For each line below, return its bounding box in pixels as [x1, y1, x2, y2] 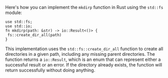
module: [5, 10, 23, 16]
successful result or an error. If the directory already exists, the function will [5, 62, 162, 67]
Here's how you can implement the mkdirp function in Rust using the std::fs [5, 5, 163, 10]
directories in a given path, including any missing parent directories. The [5, 51, 155, 57]
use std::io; [5, 24, 33, 29]
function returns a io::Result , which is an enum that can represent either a [5, 56, 161, 62]
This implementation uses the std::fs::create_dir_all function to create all [5, 46, 163, 52]
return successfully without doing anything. [5, 67, 96, 73]
